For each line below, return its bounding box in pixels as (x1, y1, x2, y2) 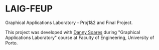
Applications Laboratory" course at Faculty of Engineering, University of (5, 34, 154, 40)
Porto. (5, 39, 18, 45)
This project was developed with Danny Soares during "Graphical (5, 29, 140, 35)
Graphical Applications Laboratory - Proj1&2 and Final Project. (5, 19, 133, 25)
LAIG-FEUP (5, 3, 53, 14)
